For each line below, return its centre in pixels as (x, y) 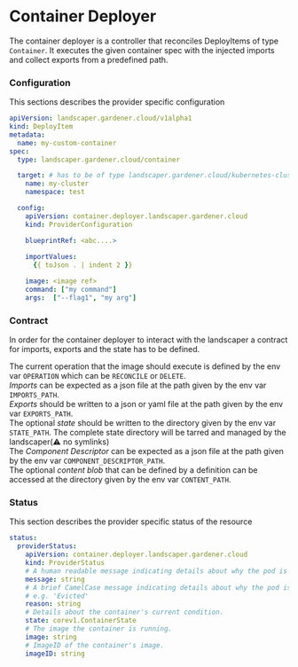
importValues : (51, 257)
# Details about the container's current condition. (125, 612)
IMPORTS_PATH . (34, 395)
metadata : (27, 135)
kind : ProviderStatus (65, 563)
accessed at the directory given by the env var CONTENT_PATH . (120, 480)
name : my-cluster (57, 184)
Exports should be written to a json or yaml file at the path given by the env (146, 404)
